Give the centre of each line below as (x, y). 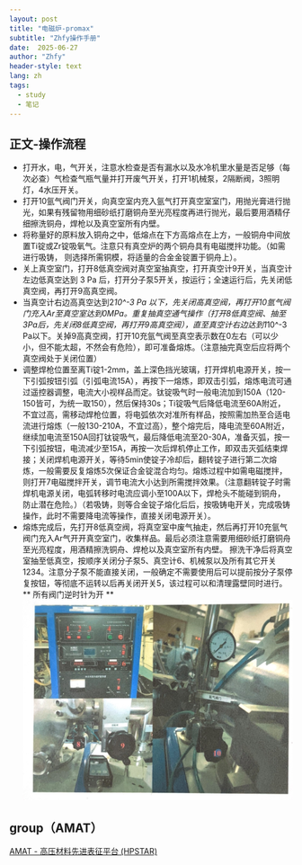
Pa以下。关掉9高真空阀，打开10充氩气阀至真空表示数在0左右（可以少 (150, 336)
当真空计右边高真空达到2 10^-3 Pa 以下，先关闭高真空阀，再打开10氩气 (152, 302)
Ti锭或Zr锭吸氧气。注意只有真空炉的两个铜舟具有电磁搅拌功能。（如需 (158, 246)
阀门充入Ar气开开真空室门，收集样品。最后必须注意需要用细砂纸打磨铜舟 (156, 539)
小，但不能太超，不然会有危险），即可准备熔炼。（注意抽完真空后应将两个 (156, 347)
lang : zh (26, 76)
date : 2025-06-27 (44, 48)
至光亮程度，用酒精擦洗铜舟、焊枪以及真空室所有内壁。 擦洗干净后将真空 (157, 549)
